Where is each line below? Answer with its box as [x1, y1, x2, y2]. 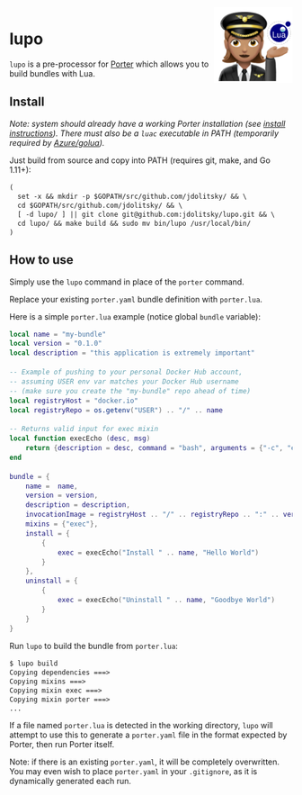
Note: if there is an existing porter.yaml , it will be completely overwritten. [9, 756, 280, 767]
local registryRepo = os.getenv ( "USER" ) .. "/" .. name [9, 405, 223, 415]
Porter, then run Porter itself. [9, 738, 115, 749]
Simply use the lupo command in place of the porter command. [9, 276, 244, 287]
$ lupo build [9, 659, 58, 668]
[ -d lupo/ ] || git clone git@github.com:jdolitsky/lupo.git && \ [17, 210, 276, 219]
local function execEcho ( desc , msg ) [9, 434, 151, 443]
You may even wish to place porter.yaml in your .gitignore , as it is [9, 765, 258, 776]
